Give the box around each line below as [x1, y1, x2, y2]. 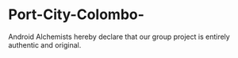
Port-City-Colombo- [8, 6, 145, 24]
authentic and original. [8, 40, 82, 49]
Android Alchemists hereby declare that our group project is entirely [8, 32, 230, 41]
